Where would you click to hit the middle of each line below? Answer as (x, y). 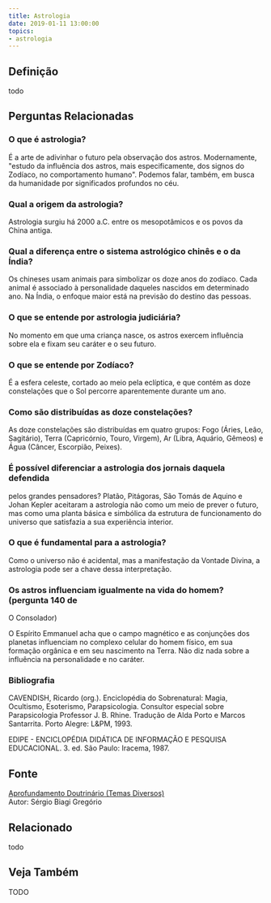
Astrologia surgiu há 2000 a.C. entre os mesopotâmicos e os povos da (126, 222)
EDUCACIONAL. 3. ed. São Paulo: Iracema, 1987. (89, 748)
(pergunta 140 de (43, 600)
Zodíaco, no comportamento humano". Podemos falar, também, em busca (131, 174)
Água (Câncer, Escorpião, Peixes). (66, 447)
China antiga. (30, 230)
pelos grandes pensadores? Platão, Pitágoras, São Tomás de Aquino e (125, 496)
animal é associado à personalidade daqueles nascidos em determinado (129, 288)
